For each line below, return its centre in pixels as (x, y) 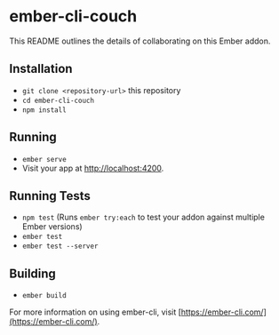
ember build (44, 296)
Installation (41, 69)
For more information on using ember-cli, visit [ (96, 312)
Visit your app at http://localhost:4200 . (93, 168)
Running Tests (50, 196)
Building (32, 273)
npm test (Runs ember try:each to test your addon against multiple (143, 217)
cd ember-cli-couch (58, 100)
